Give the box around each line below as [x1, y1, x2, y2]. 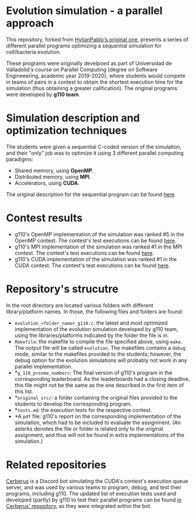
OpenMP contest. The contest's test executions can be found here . [14, 237, 177, 244]
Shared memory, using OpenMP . [14, 167, 94, 174]
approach [6, 16, 54, 30]
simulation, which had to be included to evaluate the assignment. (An [14, 419, 181, 426]
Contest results [6, 212, 83, 225]
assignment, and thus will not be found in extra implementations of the [14, 431, 185, 438]
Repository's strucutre [6, 282, 119, 295]
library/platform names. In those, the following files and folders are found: [6, 308, 183, 315]
